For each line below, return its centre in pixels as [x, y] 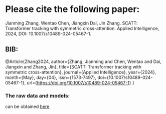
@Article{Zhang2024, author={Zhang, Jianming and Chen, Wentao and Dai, [83, 61]
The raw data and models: [38, 95]
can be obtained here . [28, 106]
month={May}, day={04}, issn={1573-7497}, [51, 77]
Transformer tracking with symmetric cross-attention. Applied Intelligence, [82, 28]
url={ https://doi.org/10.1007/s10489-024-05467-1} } [80, 82]
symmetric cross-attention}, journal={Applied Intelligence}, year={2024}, [81, 72]
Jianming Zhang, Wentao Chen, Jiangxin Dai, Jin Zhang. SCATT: [71, 23]
